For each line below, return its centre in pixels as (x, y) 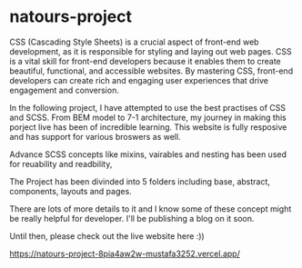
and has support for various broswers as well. (95, 136)
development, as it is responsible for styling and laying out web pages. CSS (151, 51)
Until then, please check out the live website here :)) (107, 236)
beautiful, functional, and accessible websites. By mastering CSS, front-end (151, 71)
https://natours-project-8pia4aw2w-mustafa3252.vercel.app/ (125, 253)
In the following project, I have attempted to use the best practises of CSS (148, 107)
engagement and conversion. (65, 90)
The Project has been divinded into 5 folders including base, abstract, (140, 181)
